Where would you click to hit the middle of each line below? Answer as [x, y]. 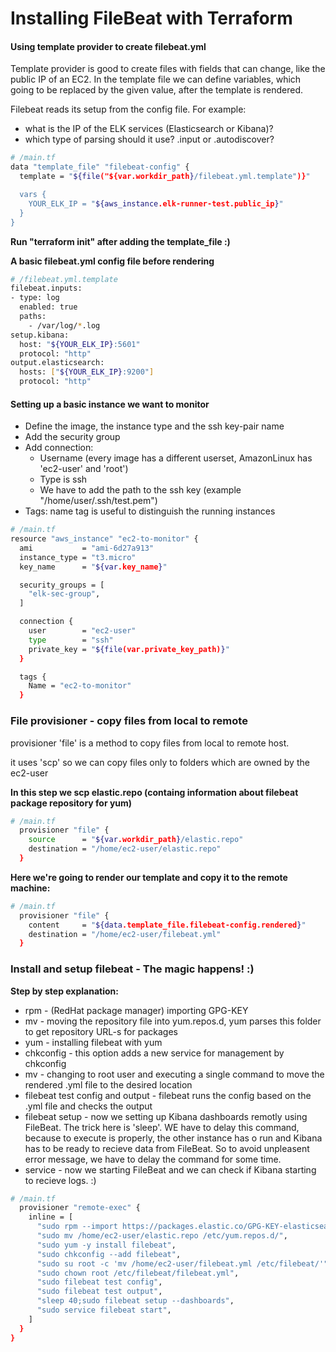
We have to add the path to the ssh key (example [140, 490]
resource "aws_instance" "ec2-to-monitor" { [104, 539]
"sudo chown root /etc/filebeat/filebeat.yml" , [138, 1273]
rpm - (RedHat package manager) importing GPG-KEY [136, 1010]
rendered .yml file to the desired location [108, 1084]
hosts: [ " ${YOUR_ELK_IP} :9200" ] [87, 372]
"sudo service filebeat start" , [104, 1310]
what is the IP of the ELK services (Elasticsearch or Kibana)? [149, 129]
